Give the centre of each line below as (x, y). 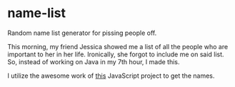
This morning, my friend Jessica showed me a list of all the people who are (118, 46)
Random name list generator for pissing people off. (82, 33)
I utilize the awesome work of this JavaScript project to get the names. (111, 76)
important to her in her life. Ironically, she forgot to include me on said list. (116, 54)
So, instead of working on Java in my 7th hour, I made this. (94, 61)
